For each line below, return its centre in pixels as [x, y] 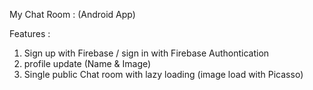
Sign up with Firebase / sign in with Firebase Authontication [146, 53]
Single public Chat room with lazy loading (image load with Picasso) [163, 74]
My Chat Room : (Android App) [72, 14]
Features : [30, 33]
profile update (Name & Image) [87, 63]
